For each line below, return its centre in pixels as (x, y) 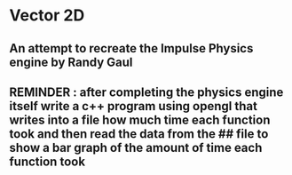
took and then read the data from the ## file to (139, 134)
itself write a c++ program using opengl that (133, 106)
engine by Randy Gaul (71, 62)
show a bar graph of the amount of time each (136, 147)
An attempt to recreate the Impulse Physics (131, 48)
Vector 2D (47, 16)
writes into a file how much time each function (140, 119)
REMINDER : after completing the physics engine (146, 92)
